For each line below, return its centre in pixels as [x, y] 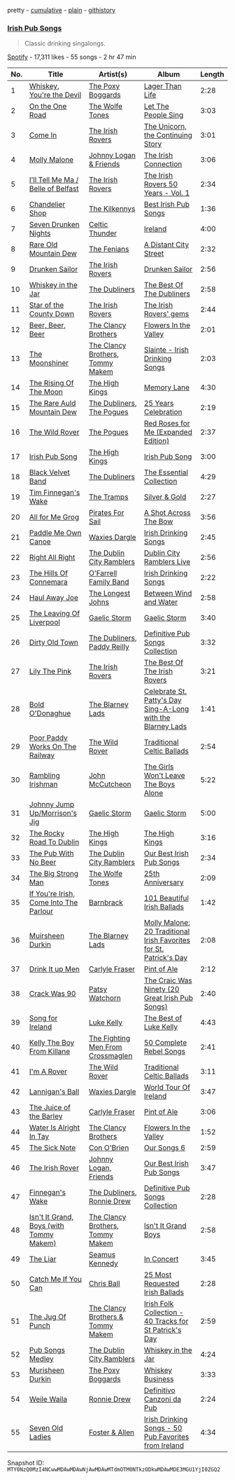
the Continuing [168, 135]
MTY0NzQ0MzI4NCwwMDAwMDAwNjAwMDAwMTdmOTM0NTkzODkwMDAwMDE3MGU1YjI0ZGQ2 [114, 1470]
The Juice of [50, 1108]
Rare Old [43, 245]
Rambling [45, 776]
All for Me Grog [54, 517]
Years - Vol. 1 [167, 193]
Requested [162, 1284]
